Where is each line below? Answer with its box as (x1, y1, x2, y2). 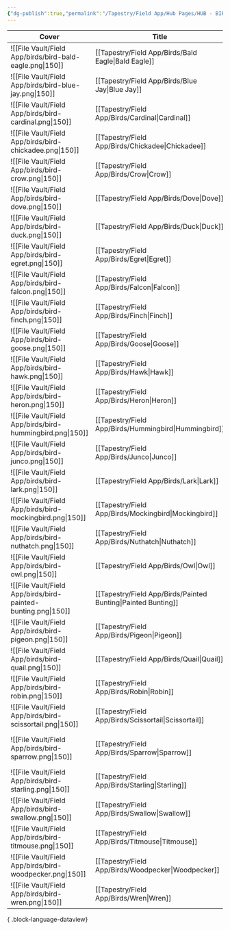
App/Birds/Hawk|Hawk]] (94, 367, 175, 377)
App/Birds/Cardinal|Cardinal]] (94, 112, 191, 122)
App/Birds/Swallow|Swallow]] (94, 808, 191, 818)
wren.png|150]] (10, 897, 62, 907)
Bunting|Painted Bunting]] (94, 598, 179, 607)
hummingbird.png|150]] (10, 428, 89, 437)
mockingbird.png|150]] (10, 513, 87, 522)
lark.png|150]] (10, 485, 58, 494)
